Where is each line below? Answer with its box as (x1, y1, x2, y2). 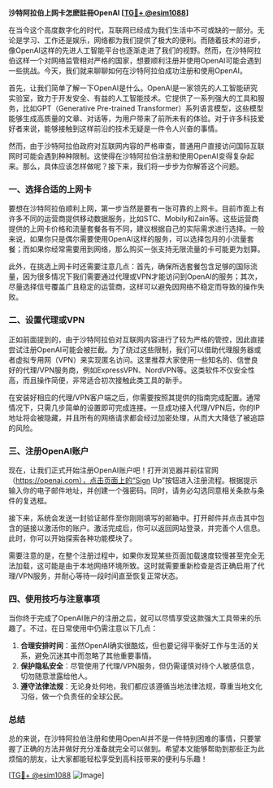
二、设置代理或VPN (8, 315, 85, 326)
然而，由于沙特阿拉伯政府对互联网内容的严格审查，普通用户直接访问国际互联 (8, 141, 265, 150)
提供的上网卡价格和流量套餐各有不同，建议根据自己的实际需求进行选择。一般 (8, 224, 265, 234)
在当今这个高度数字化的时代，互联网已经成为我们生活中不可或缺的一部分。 (8, 25, 258, 35)
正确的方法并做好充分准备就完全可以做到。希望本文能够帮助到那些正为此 (22, 744, 265, 754)
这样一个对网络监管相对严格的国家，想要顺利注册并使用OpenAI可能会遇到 (15, 56, 262, 65)
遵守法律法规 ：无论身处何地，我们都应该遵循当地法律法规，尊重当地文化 (19, 681, 262, 691)
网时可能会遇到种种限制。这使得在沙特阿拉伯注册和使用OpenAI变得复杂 (8, 151, 248, 161)
